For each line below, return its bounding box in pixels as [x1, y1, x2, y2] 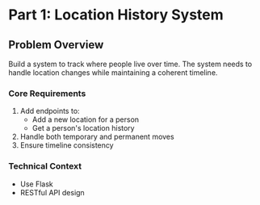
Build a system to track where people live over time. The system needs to [8, 59, 253, 69]
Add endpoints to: [19, 107, 80, 116]
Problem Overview [8, 38, 104, 52]
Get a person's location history [31, 123, 135, 133]
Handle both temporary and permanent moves [19, 132, 175, 142]
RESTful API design [19, 187, 85, 197]
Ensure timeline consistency [19, 140, 115, 150]
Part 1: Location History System [8, 6, 224, 24]
